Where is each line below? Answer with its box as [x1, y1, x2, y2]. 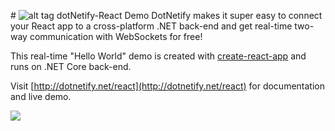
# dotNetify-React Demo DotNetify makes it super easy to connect [10, 10, 323, 21]
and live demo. [10, 91, 72, 102]
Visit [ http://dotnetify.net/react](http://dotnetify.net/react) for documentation [10, 80, 325, 92]
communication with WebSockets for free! [29, 31, 203, 42]
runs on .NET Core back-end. [10, 61, 132, 72]
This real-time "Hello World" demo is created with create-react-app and [10, 50, 307, 62]
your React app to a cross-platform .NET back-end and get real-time [10, 20, 293, 32]
